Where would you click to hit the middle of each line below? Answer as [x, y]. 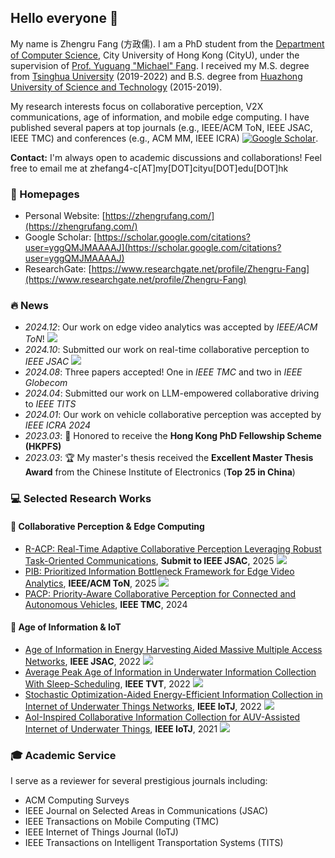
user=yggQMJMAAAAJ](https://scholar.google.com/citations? [153, 248]
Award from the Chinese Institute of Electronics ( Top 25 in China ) [160, 472]
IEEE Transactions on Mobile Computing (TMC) [122, 822]
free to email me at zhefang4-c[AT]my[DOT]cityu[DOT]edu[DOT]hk [149, 168]
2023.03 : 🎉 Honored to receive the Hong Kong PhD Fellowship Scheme [173, 436]
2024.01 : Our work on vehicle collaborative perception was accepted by [173, 415]
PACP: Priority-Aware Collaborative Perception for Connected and [160, 593]
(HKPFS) [43, 447]
